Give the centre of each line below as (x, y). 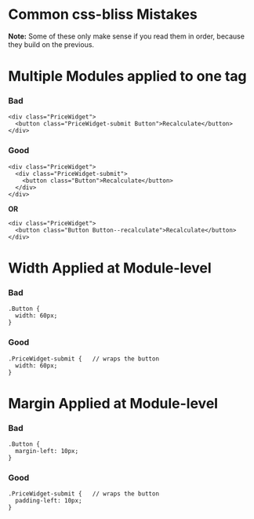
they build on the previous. (51, 44)
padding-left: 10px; (49, 501)
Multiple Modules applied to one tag (127, 77)
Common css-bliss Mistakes (103, 15)
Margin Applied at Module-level (113, 403)
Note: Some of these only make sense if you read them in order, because (127, 36)
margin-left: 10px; (47, 451)
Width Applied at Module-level (110, 268)
